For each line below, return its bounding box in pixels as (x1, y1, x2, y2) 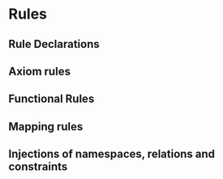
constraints (8, 160, 68, 174)
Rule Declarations (8, 37, 100, 51)
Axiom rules (8, 64, 71, 78)
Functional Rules (8, 92, 95, 106)
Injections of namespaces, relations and (8, 147, 216, 161)
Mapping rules (8, 119, 84, 134)
